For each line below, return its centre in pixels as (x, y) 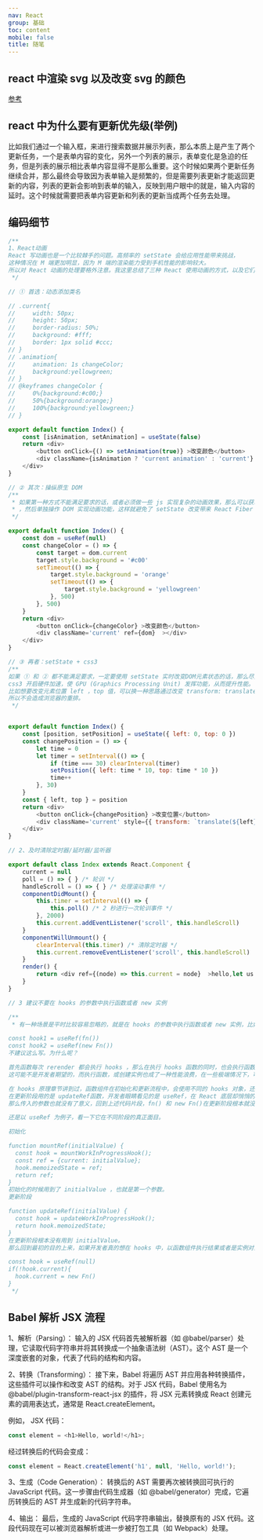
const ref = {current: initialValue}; (79, 1160)
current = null (47, 872)
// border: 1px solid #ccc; (61, 342)
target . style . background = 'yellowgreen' (132, 590)
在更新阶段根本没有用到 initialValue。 (66, 1240)
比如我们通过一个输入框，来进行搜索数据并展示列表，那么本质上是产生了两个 (131, 146)
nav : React (26, 15)
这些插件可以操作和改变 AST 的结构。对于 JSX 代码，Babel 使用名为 (117, 1384)
